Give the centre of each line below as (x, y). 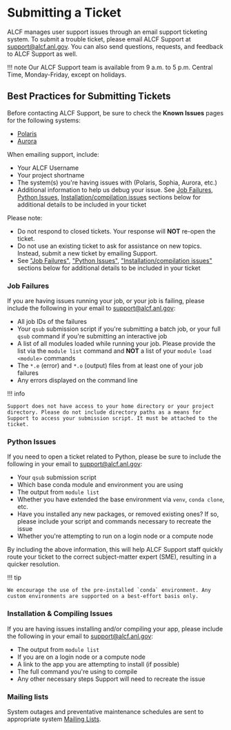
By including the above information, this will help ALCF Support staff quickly (115, 550)
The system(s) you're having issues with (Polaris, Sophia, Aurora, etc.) (117, 182)
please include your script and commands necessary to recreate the (114, 521)
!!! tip (14, 577)
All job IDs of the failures (52, 322)
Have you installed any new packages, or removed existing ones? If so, (118, 514)
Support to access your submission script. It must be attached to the (112, 419)
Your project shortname (51, 175)
